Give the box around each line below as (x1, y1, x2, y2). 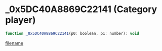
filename (5, 40, 24, 46)
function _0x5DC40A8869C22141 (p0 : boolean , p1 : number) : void (5, 31, 139, 36)
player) (5, 14, 36, 26)
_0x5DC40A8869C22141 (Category (5, 4, 157, 15)
